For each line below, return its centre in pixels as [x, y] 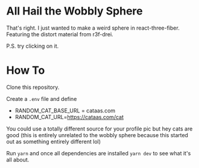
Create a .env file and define [42, 99]
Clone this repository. [33, 87]
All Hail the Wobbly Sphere [74, 11]
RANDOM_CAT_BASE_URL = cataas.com [65, 111]
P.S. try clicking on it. [33, 46]
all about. [18, 160]
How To [26, 70]
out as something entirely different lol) [54, 141]
